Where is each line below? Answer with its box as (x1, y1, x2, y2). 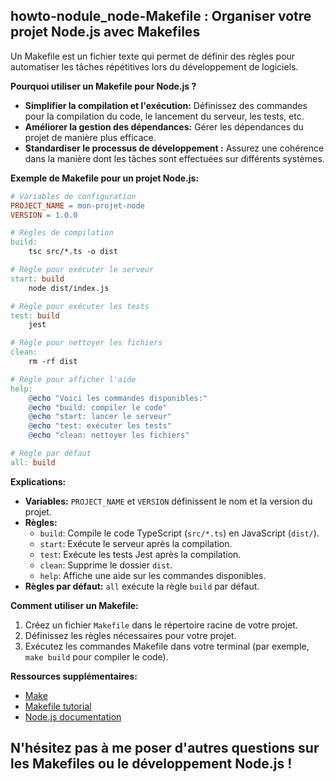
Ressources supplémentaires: (10, 670, 138, 682)
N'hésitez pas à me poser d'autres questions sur (10, 740, 320, 757)
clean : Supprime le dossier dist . (39, 559, 173, 571)
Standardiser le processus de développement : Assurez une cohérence (24, 142, 325, 154)
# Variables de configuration (10, 191, 137, 201)
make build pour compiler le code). (24, 650, 169, 663)
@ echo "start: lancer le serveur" (28, 412, 172, 422)
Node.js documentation (24, 710, 122, 723)
